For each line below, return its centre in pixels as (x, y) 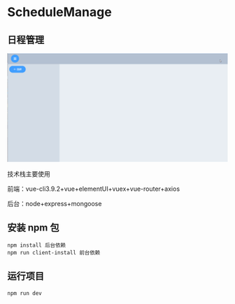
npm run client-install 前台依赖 (54, 253)
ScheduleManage (59, 12)
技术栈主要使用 (29, 174)
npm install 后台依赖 (37, 245)
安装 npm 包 (33, 227)
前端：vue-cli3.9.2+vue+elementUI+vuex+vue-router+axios (94, 189)
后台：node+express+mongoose (55, 203)
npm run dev (24, 294)
